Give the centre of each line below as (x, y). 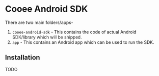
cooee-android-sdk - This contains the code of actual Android (74, 32)
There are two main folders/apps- (39, 22)
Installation (23, 58)
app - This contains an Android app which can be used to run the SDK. (83, 42)
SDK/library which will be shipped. (47, 37)
